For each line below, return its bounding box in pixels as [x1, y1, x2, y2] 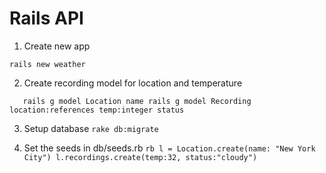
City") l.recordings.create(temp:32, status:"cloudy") [23, 152, 258, 162]
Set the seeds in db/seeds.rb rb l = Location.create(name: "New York [23, 142, 316, 154]
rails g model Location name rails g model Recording [22, 96, 252, 106]
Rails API [9, 7, 84, 30]
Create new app [23, 40, 91, 52]
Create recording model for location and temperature [23, 77, 243, 89]
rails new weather [9, 59, 86, 69]
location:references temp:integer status [9, 105, 185, 115]
